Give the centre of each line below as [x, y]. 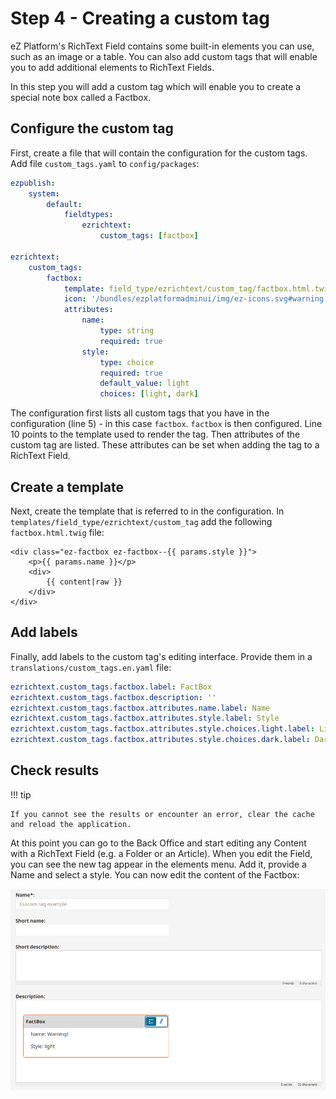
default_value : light [144, 383]
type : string [127, 331]
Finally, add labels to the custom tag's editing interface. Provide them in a [161, 656]
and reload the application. [71, 824]
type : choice [127, 362]
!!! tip [21, 794]
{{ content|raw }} [84, 582]
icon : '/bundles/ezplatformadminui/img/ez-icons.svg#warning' [196, 299]
